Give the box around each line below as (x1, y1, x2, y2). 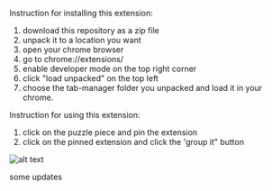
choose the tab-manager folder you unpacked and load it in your (22, 83, 263, 93)
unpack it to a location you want (22, 35, 141, 45)
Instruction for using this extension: (9, 110, 141, 120)
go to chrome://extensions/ (22, 54, 124, 64)
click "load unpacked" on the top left (22, 73, 159, 84)
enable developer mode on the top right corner (22, 63, 197, 74)
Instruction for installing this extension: (9, 8, 153, 18)
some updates (9, 171, 63, 182)
